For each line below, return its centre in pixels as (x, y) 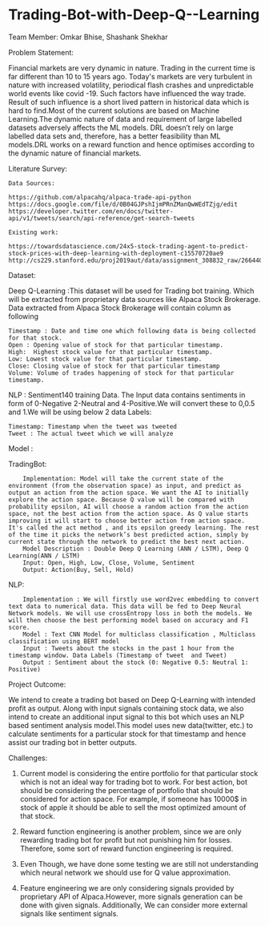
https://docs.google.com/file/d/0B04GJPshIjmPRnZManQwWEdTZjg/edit (123, 204)
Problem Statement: (41, 52)
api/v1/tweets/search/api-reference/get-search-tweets (102, 218)
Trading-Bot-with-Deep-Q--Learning (134, 15)
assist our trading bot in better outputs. (73, 742)
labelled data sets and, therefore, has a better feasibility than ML (114, 136)
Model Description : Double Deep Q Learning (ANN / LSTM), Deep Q (136, 549)
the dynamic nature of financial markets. (75, 153)
